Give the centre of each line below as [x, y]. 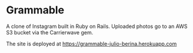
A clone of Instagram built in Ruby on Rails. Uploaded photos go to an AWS [97, 26]
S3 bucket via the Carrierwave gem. [50, 32]
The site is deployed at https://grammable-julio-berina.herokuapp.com [91, 44]
